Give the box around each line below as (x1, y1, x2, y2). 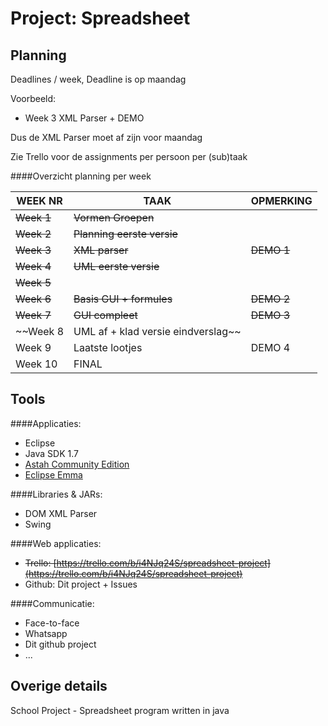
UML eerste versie (73, 260, 160, 273)
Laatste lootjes (73, 341, 143, 354)
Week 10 (15, 357, 58, 371)
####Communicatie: (10, 597, 95, 609)
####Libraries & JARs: (10, 488, 103, 500)
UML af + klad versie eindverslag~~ (73, 325, 242, 338)
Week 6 (15, 292, 52, 306)
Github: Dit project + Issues (24, 578, 138, 590)
